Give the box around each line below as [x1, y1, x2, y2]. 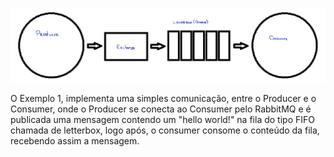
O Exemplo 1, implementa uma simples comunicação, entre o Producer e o [10, 93, 317, 105]
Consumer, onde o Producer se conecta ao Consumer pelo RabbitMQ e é [10, 103, 312, 115]
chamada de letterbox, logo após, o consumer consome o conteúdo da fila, [10, 124, 320, 137]
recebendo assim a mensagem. [10, 135, 140, 147]
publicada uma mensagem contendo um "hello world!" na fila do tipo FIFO [10, 114, 315, 126]
